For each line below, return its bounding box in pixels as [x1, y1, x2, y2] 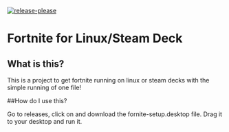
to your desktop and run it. [7, 118, 83, 125]
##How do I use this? [7, 97, 67, 104]
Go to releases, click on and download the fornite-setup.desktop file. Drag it [7, 110, 222, 118]
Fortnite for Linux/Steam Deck [7, 31, 183, 46]
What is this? [7, 58, 65, 69]
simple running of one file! [7, 83, 81, 91]
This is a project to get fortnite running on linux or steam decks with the [7, 76, 210, 84]
